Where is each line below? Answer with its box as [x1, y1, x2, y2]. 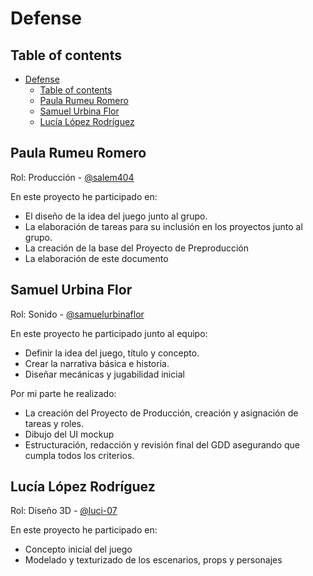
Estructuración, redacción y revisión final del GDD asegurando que [24, 438, 301, 451]
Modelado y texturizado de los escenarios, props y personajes [24, 554, 283, 566]
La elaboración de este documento [24, 252, 169, 264]
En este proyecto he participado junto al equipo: [10, 327, 208, 339]
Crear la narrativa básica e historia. [24, 357, 170, 369]
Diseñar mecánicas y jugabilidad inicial [24, 368, 185, 380]
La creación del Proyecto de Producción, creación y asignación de [24, 407, 299, 419]
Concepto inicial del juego [24, 543, 133, 556]
